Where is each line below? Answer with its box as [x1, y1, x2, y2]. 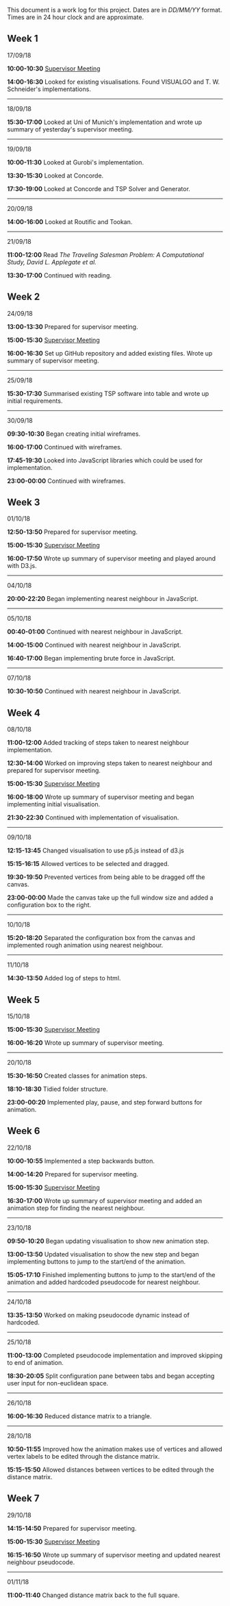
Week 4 [7, 707, 41, 719]
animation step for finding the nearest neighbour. [7, 1204, 145, 1212]
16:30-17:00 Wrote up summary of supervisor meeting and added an [7, 1196, 202, 1204]
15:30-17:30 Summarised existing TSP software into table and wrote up [7, 389, 209, 397]
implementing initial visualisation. [7, 800, 101, 808]
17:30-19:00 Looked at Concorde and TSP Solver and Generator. [7, 184, 190, 193]
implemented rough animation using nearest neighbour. [7, 941, 164, 950]
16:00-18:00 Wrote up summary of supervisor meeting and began [7, 793, 194, 801]
